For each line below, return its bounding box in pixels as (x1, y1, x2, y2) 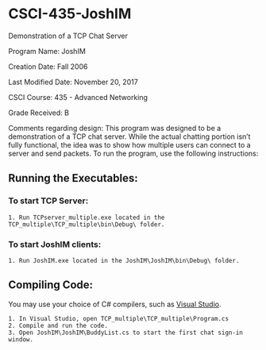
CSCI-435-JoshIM (8, 5, 132, 23)
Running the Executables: (8, 171, 138, 185)
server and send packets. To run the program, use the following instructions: (8, 148, 259, 158)
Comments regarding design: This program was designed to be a (8, 123, 222, 133)
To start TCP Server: (8, 195, 89, 206)
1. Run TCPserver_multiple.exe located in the (8, 213, 165, 221)
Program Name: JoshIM (8, 46, 86, 56)
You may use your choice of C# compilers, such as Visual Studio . (8, 299, 222, 309)
